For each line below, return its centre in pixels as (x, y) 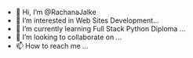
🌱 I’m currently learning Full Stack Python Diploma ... (100, 29)
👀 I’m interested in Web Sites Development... (87, 20)
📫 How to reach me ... (52, 46)
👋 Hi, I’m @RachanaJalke (56, 12)
